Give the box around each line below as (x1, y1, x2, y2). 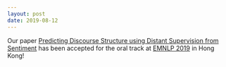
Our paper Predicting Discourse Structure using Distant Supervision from (7, 36, 220, 44)
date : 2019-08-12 (7, 17, 58, 24)
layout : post (7, 10, 46, 18)
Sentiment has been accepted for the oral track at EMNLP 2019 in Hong (7, 44, 215, 52)
